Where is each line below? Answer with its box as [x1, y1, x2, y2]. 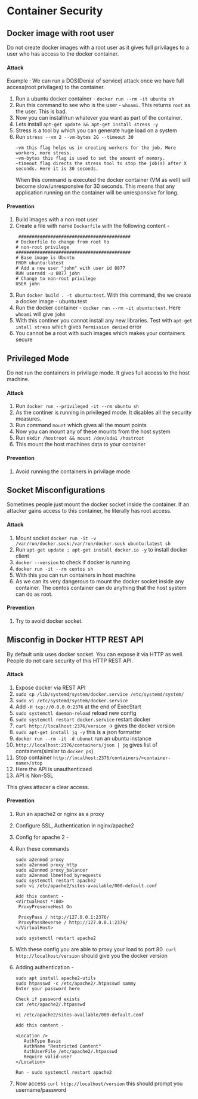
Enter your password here [15, 986, 80, 992]
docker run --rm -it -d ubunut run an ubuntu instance [15, 735, 151, 742]
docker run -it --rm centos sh [15, 566, 94, 572]
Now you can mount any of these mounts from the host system [15, 428, 171, 435]
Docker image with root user [7, 28, 115, 38]
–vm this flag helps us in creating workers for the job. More [15, 145, 177, 151]
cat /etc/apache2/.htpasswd [15, 1001, 85, 1007]
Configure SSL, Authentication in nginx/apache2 [15, 822, 135, 829]
